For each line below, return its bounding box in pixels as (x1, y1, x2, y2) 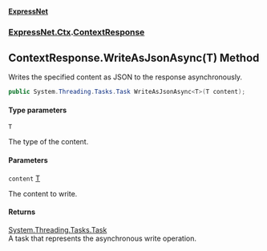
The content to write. (8, 188, 78, 198)
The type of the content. (8, 137, 89, 147)
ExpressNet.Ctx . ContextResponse (8, 26, 145, 38)
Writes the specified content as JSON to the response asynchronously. (8, 72, 243, 82)
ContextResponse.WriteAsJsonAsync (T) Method (8, 51, 260, 64)
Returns (8, 207, 36, 217)
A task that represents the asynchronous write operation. (8, 233, 196, 243)
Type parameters (8, 105, 67, 115)
